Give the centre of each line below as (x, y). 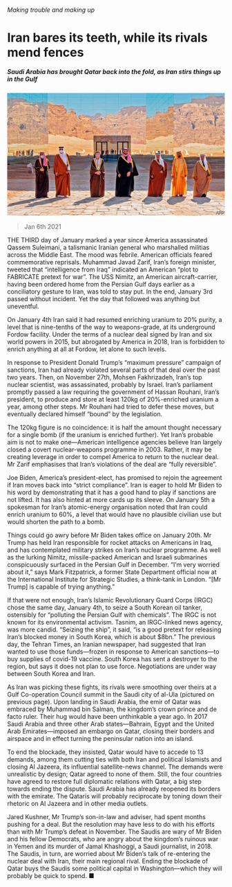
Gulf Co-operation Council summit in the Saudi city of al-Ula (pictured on (111, 695)
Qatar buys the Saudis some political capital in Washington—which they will (115, 868)
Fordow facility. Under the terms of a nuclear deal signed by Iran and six (110, 334)
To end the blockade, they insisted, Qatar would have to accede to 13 (105, 752)
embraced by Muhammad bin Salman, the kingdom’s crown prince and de (112, 709)
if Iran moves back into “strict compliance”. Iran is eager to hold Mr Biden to (115, 485)
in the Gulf (22, 79)
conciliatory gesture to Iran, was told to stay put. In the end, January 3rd (110, 292)
